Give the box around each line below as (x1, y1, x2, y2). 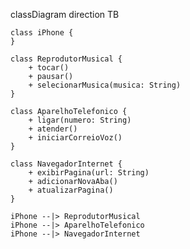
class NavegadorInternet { (10, 159, 123, 169)
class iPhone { (10, 28, 74, 38)
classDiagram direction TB (10, 9, 120, 20)
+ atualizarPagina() (28, 185, 114, 195)
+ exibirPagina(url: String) (28, 168, 150, 178)
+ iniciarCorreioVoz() (28, 133, 123, 143)
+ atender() (28, 124, 78, 134)
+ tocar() (28, 63, 70, 73)
